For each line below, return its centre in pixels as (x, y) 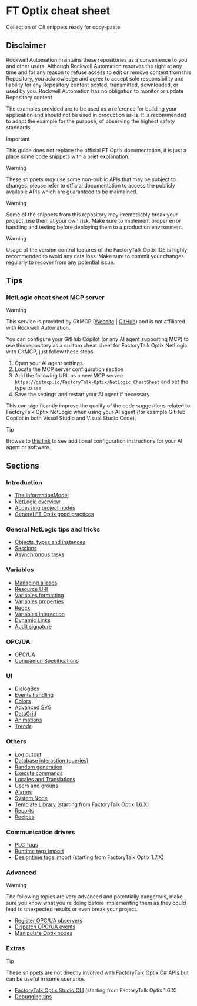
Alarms (23, 791)
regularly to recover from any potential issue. (61, 262)
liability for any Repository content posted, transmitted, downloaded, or (92, 85)
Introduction (24, 482)
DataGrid (26, 714)
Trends (23, 726)
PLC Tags (26, 844)
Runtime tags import (39, 851)
